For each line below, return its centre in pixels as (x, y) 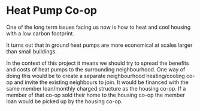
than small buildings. (32, 51)
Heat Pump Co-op (52, 10)
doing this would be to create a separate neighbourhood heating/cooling (96, 76)
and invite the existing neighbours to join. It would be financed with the (101, 82)
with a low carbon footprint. (40, 33)
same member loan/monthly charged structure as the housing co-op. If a (96, 88)
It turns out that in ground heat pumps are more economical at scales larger (99, 45)
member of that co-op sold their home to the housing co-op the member (96, 95)
